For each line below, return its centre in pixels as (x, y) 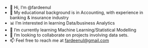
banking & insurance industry (39, 18)
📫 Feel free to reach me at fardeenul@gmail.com (59, 40)
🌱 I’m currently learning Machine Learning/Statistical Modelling (73, 30)
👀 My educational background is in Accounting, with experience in (76, 12)
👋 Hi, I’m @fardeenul (30, 7)
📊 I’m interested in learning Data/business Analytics (62, 23)
